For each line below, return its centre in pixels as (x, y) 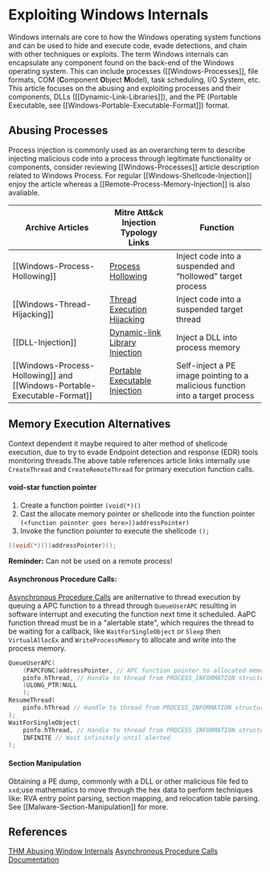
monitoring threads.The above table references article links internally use (129, 460)
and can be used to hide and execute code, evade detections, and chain (128, 45)
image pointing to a (213, 375)
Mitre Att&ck (139, 212)
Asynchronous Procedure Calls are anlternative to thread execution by (125, 597)
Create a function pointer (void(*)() (80, 505)
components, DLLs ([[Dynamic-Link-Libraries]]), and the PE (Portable (123, 96)
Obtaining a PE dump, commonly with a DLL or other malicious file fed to (129, 781)
